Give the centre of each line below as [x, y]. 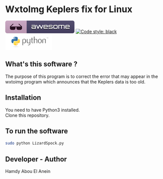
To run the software [37, 131]
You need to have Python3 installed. [43, 110]
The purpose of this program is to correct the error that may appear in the [82, 76]
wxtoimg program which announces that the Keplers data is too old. [75, 81]
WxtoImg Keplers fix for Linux [69, 9]
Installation [23, 98]
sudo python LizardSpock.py [35, 143]
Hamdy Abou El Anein [28, 171]
